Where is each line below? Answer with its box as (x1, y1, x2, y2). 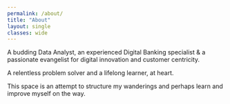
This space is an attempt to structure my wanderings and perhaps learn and (7, 82, 223, 90)
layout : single (7, 23, 51, 30)
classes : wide (7, 29, 48, 37)
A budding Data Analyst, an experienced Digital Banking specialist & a (7, 48, 206, 56)
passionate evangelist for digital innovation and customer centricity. (7, 56, 200, 64)
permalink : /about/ (7, 10, 64, 17)
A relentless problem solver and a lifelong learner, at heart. (7, 69, 174, 77)
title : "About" (7, 17, 51, 23)
